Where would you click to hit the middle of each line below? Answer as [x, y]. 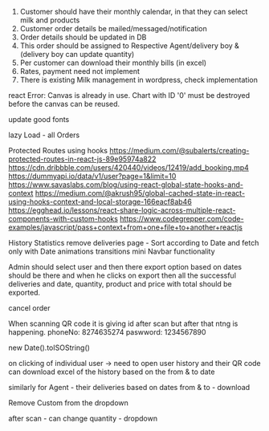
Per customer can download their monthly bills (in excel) [113, 63]
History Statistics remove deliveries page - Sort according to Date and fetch [134, 243]
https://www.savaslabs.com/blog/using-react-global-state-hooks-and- [126, 185]
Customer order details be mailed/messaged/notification [113, 28]
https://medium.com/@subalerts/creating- [179, 150]
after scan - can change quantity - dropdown [83, 418]
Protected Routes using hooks [58, 150]
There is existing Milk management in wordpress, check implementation [139, 80]
